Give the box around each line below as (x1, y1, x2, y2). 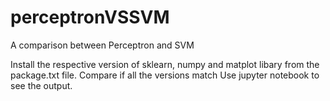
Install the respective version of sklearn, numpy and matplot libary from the (10, 58, 320, 70)
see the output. (10, 79, 73, 91)
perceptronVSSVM (10, 6, 170, 29)
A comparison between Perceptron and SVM (10, 39, 195, 51)
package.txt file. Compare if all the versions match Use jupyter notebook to (10, 69, 320, 81)
